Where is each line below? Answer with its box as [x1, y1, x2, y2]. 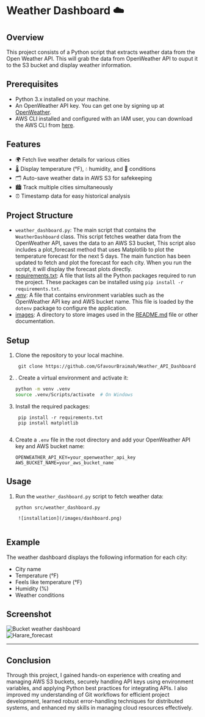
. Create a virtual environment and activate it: [15, 374, 129, 381]
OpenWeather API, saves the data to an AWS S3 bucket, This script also [15, 239, 196, 247]
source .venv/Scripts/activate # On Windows [15, 392, 133, 398]
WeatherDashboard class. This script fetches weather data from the [15, 233, 181, 241]
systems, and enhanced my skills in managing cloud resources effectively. [6, 704, 193, 711]
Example [6, 537, 40, 547]
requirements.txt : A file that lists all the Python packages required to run [15, 272, 196, 279]
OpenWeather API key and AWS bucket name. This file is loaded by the [15, 298, 194, 306]
